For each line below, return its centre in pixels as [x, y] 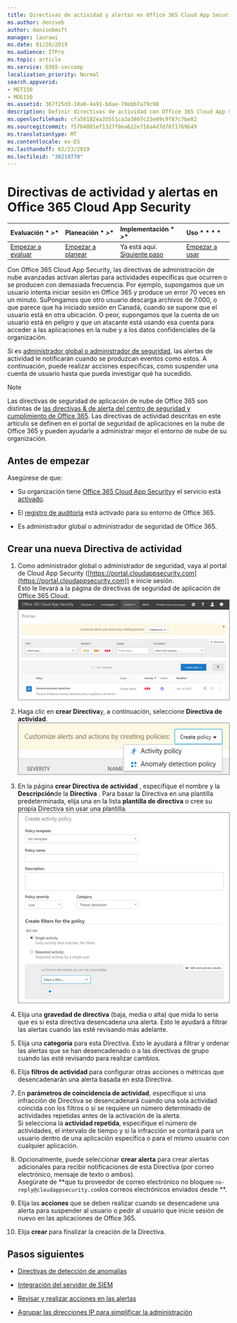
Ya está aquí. [138, 247]
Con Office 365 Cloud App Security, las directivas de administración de [111, 270]
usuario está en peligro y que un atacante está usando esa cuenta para [111, 322]
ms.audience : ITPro [36, 52]
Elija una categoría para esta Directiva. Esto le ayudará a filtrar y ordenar [123, 1043]
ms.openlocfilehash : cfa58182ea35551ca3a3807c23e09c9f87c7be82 [102, 119]
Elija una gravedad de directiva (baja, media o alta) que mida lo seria [118, 1015]
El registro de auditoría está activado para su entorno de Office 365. [116, 513]
